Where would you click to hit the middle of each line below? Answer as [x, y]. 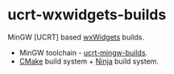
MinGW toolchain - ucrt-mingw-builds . [83, 52]
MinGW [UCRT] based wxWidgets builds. [76, 37]
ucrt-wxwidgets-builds [87, 15]
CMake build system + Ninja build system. [89, 61]
